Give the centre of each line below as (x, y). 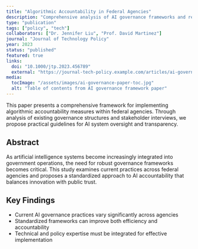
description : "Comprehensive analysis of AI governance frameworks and (96, 17)
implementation (34, 240)
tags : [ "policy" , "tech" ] (38, 28)
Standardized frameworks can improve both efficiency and (86, 221)
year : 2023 (19, 45)
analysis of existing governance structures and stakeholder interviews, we (96, 117)
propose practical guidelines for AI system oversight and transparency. (92, 124)
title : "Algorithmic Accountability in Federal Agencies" (79, 12)
